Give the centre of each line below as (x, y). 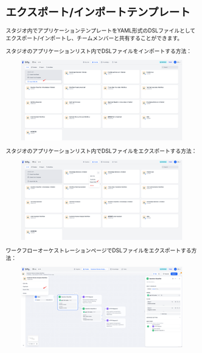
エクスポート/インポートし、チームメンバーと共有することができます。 (94, 38)
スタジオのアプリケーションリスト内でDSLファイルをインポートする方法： (99, 51)
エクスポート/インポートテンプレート (98, 12)
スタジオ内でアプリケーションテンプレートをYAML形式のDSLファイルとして (101, 30)
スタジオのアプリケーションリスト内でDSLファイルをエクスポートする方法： (101, 151)
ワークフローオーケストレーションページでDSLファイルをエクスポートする (99, 250)
